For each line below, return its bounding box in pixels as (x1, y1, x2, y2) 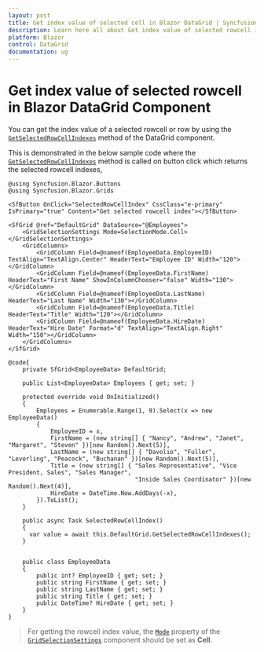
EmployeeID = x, (49, 427, 104, 435)
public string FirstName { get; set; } (36, 578, 167, 586)
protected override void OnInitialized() (22, 393, 159, 401)
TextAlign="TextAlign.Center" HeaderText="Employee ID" (8, 255, 195, 263)
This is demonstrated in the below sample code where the (8, 148, 196, 157)
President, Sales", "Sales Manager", (8, 468, 132, 476)
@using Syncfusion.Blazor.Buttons (8, 180, 122, 188)
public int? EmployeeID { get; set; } (36, 571, 163, 580)
